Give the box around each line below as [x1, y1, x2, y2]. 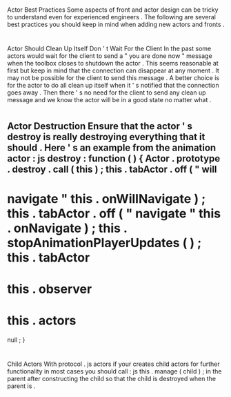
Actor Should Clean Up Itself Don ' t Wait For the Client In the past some [7, 44, 212, 53]
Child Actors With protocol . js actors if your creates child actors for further [7, 360, 221, 368]
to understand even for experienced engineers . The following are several [7, 13, 216, 21]
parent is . [7, 382, 36, 390]
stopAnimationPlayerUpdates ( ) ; [7, 235, 202, 251]
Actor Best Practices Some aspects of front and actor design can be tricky [7, 6, 219, 14]
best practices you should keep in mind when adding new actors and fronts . [7, 20, 225, 29]
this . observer [7, 281, 92, 297]
